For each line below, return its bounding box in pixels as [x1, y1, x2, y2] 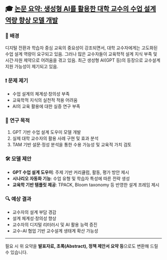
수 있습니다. [5, 249, 28, 255]
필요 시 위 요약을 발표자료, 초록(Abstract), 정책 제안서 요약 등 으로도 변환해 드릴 [5, 243, 159, 249]
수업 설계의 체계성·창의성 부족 [12, 91, 70, 97]
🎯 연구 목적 [5, 117, 30, 124]
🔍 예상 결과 [5, 195, 31, 202]
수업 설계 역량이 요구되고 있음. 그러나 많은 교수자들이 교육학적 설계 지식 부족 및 [5, 51, 158, 57]
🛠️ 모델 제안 [5, 155, 32, 162]
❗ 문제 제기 [5, 77, 28, 84]
